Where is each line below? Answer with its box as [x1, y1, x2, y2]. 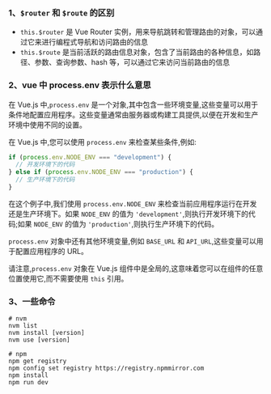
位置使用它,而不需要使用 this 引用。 [8, 273, 129, 283]
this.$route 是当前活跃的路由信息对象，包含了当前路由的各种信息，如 [19, 47, 254, 57]
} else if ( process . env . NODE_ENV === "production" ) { [8, 168, 194, 176]
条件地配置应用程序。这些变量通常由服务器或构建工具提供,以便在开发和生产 [8, 109, 259, 119]
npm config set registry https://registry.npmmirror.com [8, 364, 205, 373]
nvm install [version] [8, 329, 85, 337]
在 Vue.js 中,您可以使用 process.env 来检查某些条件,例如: [8, 137, 197, 146]
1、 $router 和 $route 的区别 [8, 6, 115, 18]
